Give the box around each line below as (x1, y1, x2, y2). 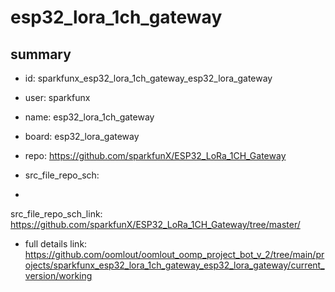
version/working (24, 270, 93, 281)
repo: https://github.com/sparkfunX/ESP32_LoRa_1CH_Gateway (24, 150, 287, 161)
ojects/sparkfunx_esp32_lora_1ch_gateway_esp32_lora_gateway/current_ (24, 259, 325, 271)
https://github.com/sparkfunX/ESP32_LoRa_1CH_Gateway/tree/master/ (10, 219, 301, 230)
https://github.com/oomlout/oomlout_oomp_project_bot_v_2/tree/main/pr (24, 249, 325, 260)
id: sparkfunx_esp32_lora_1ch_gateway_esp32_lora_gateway (24, 72, 273, 84)
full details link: (24, 238, 88, 250)
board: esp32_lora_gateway (24, 131, 140, 142)
